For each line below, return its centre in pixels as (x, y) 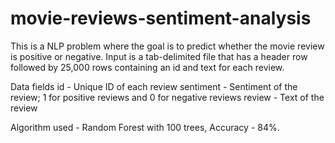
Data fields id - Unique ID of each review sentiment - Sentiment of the (154, 86)
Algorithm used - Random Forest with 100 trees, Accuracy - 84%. (145, 127)
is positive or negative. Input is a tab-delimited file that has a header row (159, 56)
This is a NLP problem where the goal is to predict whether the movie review (167, 46)
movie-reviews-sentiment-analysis (161, 18)
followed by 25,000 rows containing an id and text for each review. (147, 67)
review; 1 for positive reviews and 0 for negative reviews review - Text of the (167, 97)
